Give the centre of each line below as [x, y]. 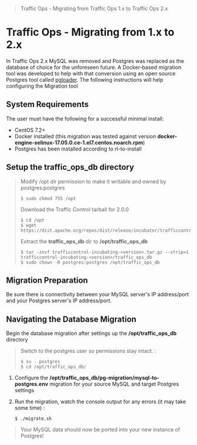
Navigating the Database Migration [71, 319]
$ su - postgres [40, 362]
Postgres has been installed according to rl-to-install [78, 149]
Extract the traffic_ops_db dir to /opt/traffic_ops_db [84, 241]
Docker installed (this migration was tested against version [85, 136]
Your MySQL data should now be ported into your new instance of [100, 430]
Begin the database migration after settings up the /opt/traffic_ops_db [91, 333]
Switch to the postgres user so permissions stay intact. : [88, 351]
